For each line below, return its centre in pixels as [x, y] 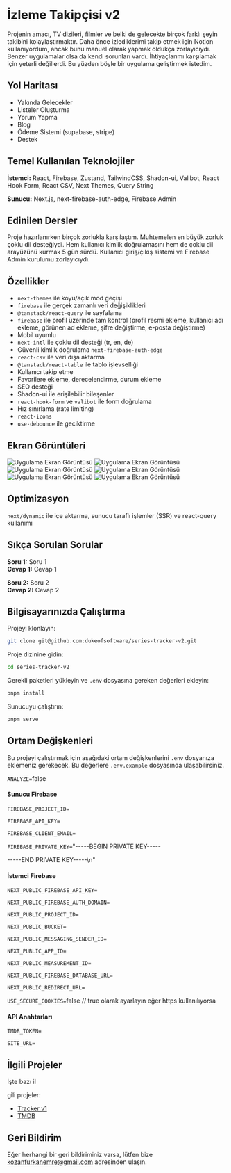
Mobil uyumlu [37, 335]
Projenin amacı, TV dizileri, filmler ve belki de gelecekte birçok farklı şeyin [112, 34]
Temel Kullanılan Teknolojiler [71, 161]
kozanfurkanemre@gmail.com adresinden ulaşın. [77, 1162]
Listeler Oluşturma [44, 110]
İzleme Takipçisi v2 [63, 15]
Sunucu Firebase [32, 794]
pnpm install [26, 693]
